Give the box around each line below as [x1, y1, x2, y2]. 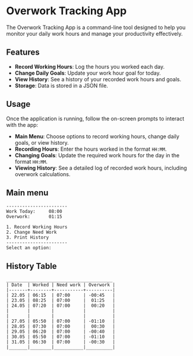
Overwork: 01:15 [6, 214, 62, 220]
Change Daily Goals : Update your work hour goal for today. [14, 69, 162, 77]
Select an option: [6, 245, 52, 251]
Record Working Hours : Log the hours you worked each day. [14, 63, 165, 70]
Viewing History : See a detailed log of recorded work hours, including [14, 164, 187, 171]
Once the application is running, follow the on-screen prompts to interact [6, 115, 185, 122]
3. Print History [6, 234, 49, 241]
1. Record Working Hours [6, 224, 68, 230]
